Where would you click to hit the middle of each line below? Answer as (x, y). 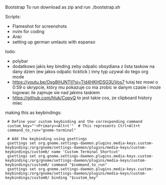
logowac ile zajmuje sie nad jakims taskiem (56, 92)
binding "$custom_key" (75, 178)
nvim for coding (28, 31)
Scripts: (13, 17)
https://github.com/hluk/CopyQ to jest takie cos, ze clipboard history (82, 98)
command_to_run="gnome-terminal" (42, 130)
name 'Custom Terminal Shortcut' (86, 152)
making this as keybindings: (33, 112)
